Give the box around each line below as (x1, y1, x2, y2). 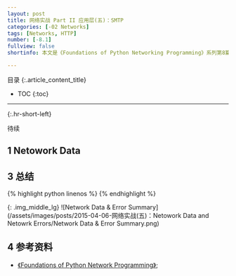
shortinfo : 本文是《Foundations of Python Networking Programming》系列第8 (7, 50, 226, 57)
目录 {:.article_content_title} (7, 75, 86, 84)
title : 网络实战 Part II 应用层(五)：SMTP (7, 17, 124, 24)
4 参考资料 (7, 241, 53, 253)
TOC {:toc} (17, 89, 49, 98)
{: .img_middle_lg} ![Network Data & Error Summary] (7, 203, 159, 212)
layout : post (7, 10, 46, 18)
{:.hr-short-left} (7, 109, 52, 118)
